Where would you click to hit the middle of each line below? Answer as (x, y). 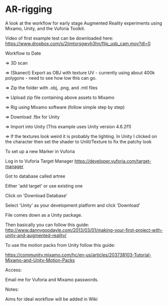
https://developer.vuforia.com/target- (113, 161)
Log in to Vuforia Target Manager (39, 161)
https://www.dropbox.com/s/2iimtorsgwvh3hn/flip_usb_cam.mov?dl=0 (78, 43)
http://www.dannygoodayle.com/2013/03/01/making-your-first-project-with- (84, 230)
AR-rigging (29, 9)
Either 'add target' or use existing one (44, 186)
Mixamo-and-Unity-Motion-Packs (40, 260)
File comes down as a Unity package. (44, 215)
